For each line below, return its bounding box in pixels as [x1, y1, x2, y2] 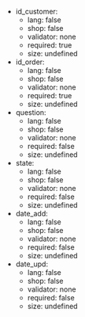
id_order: [15, 57, 45, 67]
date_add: [15, 209, 49, 218]
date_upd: [15, 259, 49, 269]
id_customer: [15, 7, 58, 16]
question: [15, 108, 46, 117]
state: [15, 158, 35, 167]
